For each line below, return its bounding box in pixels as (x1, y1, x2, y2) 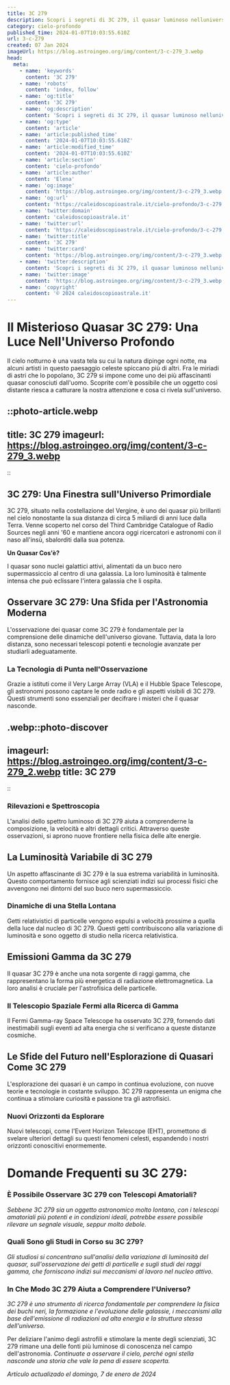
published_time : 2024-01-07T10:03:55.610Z (7, 29, 130, 36)
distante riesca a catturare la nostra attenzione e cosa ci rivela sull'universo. (7, 386, 222, 394)
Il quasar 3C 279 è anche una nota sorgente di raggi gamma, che (7, 969, 190, 978)
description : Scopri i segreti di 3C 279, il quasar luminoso (7, 16, 188, 23)
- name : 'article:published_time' (19, 131, 118, 138)
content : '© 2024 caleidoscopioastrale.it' (25, 290, 152, 297)
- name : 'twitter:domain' (19, 207, 94, 214)
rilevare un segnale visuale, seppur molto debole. (7, 1220, 147, 1228)
